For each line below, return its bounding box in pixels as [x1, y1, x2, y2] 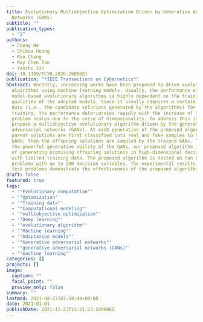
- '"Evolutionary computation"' [11, 188, 94, 195]
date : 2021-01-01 [6, 301, 50, 307]
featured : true [6, 178, 45, 184]
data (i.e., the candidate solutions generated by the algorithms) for [11, 104, 196, 111]
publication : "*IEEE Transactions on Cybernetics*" [6, 76, 139, 82]
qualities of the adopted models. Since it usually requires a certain [11, 98, 196, 105]
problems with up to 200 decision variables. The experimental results [11, 161, 196, 167]
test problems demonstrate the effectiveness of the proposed [11, 166, 172, 172]
